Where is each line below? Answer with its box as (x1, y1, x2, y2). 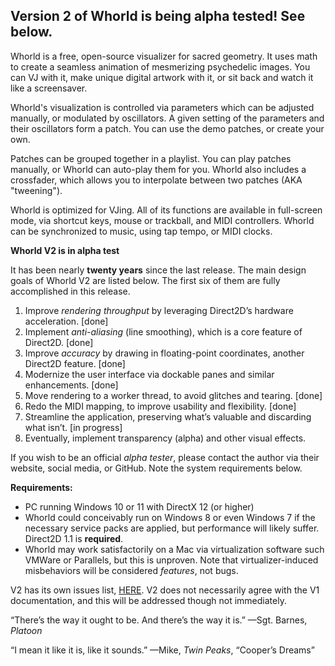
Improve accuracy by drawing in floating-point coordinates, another (24, 347, 305, 359)
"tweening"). (10, 184, 63, 196)
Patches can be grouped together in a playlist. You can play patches (10, 152, 292, 164)
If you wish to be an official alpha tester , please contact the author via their (10, 451, 320, 463)
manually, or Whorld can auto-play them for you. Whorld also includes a (10, 163, 307, 175)
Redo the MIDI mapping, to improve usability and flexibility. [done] (24, 400, 297, 412)
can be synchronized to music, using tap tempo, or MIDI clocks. (10, 225, 273, 237)
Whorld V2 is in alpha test (10, 244, 120, 256)
